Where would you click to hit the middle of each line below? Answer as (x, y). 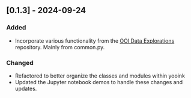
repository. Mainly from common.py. (60, 47)
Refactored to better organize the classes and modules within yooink (100, 76)
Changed (20, 63)
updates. (26, 88)
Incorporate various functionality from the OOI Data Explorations (95, 41)
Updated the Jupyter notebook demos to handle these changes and (99, 82)
